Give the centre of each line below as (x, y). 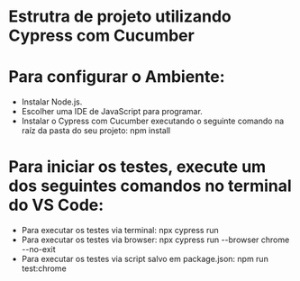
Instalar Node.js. (52, 102)
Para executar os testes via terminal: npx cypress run (120, 231)
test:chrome (44, 268)
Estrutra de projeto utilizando (120, 17)
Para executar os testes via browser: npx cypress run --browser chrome (155, 240)
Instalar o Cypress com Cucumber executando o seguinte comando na (153, 121)
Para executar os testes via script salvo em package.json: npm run (145, 259)
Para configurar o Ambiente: (117, 77)
